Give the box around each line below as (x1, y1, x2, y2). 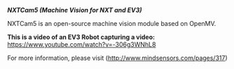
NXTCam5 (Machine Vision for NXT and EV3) (7, 6, 142, 14)
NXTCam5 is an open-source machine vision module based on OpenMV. (7, 20, 216, 27)
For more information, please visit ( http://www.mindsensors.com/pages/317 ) (7, 54, 228, 62)
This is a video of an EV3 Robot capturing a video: (7, 33, 156, 41)
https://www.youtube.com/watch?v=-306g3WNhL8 (7, 40, 156, 48)
